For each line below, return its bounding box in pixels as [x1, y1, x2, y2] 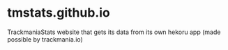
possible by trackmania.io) [7, 35, 84, 43]
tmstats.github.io [7, 5, 110, 21]
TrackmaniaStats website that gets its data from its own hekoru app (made [7, 28, 221, 36]
